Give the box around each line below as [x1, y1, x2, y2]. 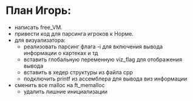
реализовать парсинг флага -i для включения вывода [23, 43, 163, 50]
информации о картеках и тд [23, 49, 98, 56]
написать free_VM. [14, 24, 63, 31]
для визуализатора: [14, 36, 66, 44]
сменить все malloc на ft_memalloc [14, 81, 105, 88]
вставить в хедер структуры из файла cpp [23, 68, 133, 76]
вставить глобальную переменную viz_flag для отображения [23, 56, 183, 63]
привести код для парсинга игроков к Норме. [14, 30, 134, 37]
